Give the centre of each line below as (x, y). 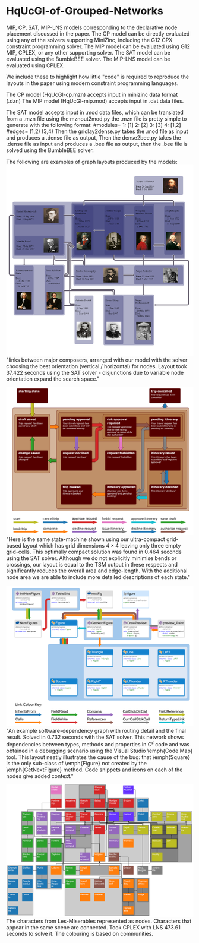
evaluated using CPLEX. (36, 65)
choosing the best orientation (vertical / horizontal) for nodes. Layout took (97, 366)
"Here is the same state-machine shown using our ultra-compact (86, 539)
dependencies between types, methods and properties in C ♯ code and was (98, 744)
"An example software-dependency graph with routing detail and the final (96, 731)
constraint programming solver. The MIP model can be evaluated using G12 (98, 46)
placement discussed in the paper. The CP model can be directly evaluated (98, 33)
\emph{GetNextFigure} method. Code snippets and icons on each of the (94, 770)
